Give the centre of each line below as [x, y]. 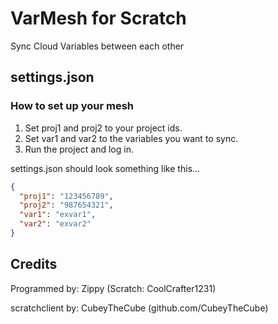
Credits [34, 264]
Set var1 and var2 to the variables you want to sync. [131, 138]
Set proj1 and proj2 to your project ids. [103, 128]
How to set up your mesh [72, 106]
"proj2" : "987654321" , [66, 205]
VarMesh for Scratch [98, 18]
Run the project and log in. [79, 149]
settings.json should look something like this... [105, 168]
